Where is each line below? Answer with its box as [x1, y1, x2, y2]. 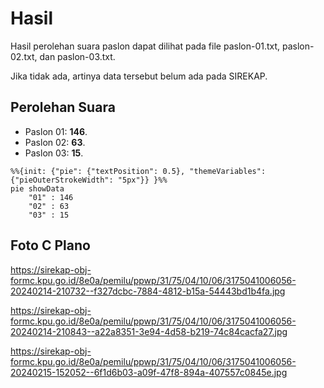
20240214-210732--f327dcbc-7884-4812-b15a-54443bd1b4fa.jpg [10, 285, 286, 297]
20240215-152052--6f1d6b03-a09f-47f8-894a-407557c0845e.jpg [10, 366, 288, 378]
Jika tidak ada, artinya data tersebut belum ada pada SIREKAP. [10, 70, 268, 82]
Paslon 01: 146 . [24, 125, 88, 137]
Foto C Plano [10, 237, 91, 254]
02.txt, [10, 50, 38, 62]
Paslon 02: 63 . [24, 136, 86, 148]
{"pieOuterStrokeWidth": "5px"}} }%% [10, 175, 168, 185]
